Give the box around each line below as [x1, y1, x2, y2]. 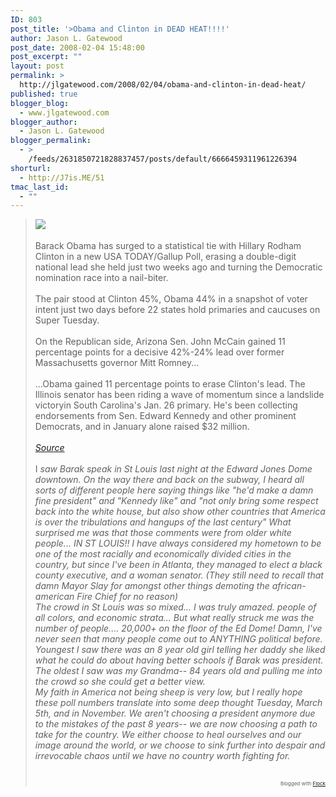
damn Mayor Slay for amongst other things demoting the [34, 580, 270, 592]
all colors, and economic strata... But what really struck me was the [34, 612, 315, 624]
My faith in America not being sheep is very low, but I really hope [34, 686, 303, 698]
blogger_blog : [10, 98, 70, 108]
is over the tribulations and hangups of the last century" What [34, 516, 292, 528]
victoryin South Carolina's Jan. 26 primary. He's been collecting [34, 399, 298, 411]
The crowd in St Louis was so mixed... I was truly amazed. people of [34, 601, 317, 613]
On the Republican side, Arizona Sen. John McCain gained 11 [34, 336, 286, 348]
